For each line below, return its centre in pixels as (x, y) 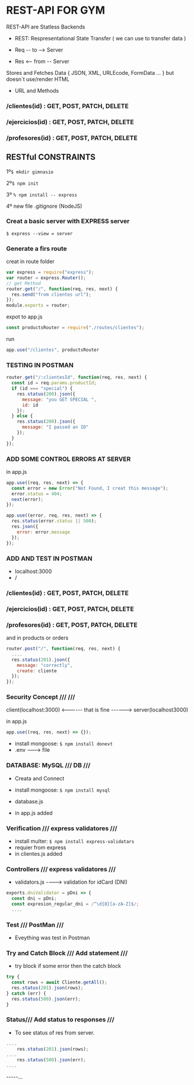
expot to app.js (24, 317)
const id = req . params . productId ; (54, 383)
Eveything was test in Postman (52, 938)
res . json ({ (25, 527)
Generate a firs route (36, 248)
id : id (30, 405)
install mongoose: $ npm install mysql (62, 790)
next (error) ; (28, 499)
